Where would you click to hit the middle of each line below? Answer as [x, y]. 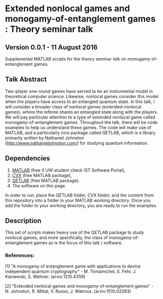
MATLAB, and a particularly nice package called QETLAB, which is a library [80, 133]
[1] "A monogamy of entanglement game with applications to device [73, 266]
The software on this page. [39, 185]
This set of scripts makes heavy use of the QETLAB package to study [75, 233]
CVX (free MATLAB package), [42, 175]
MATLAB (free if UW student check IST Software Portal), [69, 170]
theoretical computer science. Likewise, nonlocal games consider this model [82, 96]
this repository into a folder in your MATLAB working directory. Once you [78, 200]
